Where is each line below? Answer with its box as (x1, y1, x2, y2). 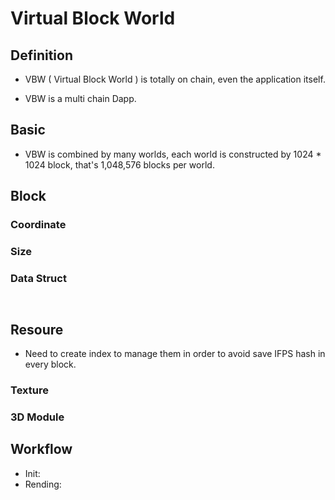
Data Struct (10, 271, 67, 285)
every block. (24, 358, 77, 371)
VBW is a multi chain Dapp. (24, 93, 137, 104)
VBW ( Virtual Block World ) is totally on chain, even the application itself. (24, 73, 326, 85)
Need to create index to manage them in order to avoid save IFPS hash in (24, 348, 326, 360)
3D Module (10, 410, 65, 424)
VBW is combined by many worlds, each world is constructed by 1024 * (24, 148, 322, 160)
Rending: (24, 478, 62, 490)
